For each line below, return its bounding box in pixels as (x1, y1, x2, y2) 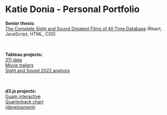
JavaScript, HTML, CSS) (5, 31, 56, 37)
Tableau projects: (5, 51, 43, 57)
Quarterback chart (5, 98, 44, 104)
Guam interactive (5, 93, 41, 99)
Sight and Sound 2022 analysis (5, 67, 70, 74)
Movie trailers (5, 62, 34, 68)
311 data (5, 56, 22, 63)
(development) (5, 104, 36, 110)
